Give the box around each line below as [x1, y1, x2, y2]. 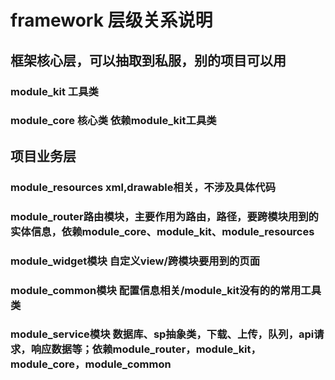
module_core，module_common [10, 357, 172, 371]
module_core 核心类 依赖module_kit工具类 [10, 114, 217, 128]
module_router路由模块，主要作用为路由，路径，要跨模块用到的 [10, 209, 319, 223]
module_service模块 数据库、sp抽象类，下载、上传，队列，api [10, 327, 315, 341]
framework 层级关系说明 [10, 9, 213, 32]
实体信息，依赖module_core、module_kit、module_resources [10, 224, 315, 238]
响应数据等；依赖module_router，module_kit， [30, 342, 262, 356]
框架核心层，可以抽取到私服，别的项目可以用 [10, 52, 287, 69]
